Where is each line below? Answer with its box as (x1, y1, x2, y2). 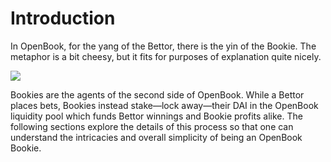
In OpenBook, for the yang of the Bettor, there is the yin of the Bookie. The (10, 40, 317, 52)
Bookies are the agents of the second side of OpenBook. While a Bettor (10, 88, 305, 101)
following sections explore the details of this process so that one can (10, 120, 294, 132)
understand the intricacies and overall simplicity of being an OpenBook (10, 131, 303, 143)
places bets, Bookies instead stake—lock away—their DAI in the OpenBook (10, 99, 319, 111)
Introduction (10, 7, 116, 30)
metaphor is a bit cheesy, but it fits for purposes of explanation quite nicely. (10, 50, 322, 62)
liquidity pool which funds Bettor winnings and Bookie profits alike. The (10, 110, 303, 122)
